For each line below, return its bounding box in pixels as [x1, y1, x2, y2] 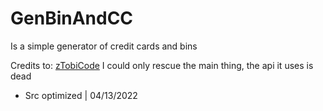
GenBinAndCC [10, 7, 134, 30]
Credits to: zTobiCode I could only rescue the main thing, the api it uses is [10, 59, 314, 71]
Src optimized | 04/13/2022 [24, 89, 138, 101]
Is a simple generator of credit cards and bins [10, 40, 198, 52]
